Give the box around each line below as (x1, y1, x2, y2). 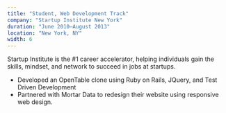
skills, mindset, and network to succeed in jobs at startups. (7, 62, 176, 71)
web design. (17, 98, 54, 106)
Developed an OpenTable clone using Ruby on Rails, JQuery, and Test (17, 76, 218, 84)
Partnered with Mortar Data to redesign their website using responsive (17, 91, 219, 99)
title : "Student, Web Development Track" (7, 10, 129, 17)
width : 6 (7, 36, 33, 43)
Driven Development (17, 83, 76, 92)
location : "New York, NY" (7, 29, 82, 37)
